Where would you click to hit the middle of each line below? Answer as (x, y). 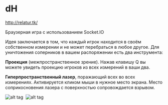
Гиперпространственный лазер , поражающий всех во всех (70, 77)
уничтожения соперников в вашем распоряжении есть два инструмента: (84, 52)
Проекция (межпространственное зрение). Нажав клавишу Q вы (76, 62)
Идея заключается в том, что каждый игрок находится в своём (73, 42)
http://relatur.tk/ (22, 22)
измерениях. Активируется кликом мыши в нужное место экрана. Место (84, 82)
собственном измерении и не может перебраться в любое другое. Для (82, 47)
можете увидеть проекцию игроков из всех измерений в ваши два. (78, 67)
